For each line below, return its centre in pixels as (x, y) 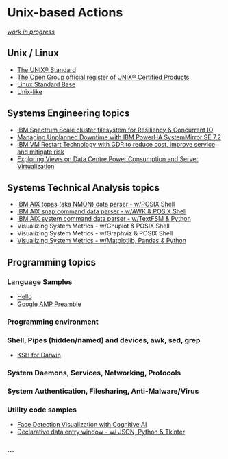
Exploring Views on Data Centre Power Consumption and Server (107, 158)
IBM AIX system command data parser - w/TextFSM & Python (104, 219)
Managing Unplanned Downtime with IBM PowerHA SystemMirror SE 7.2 (119, 137)
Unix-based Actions (65, 13)
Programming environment (53, 322)
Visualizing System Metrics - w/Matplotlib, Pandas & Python (102, 241)
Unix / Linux (33, 53)
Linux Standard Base (46, 84)
